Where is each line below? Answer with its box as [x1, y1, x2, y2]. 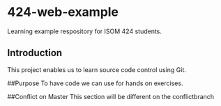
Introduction [7, 47, 63, 59]
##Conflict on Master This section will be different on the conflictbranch [7, 92, 215, 100]
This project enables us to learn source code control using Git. [7, 65, 187, 73]
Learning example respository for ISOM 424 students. [7, 27, 162, 35]
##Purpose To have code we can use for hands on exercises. [7, 79, 183, 87]
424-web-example [7, 4, 119, 20]
